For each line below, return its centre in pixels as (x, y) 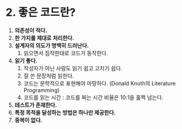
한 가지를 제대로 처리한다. (44, 38)
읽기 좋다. (26, 61)
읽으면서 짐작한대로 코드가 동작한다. (66, 53)
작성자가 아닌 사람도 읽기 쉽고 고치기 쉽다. (73, 68)
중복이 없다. (29, 120)
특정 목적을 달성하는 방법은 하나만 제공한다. (65, 112)
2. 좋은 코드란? (41, 12)
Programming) (42, 90)
